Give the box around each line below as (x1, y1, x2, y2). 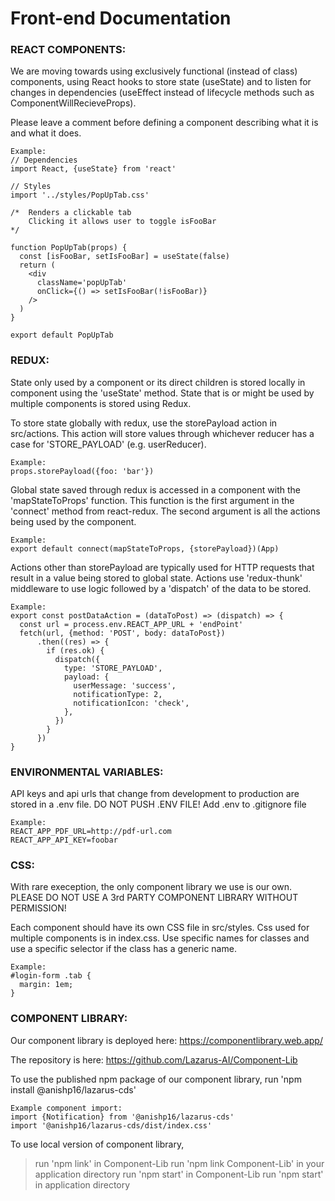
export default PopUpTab (10, 330, 114, 341)
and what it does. (10, 127, 82, 139)
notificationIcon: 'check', (73, 698, 190, 708)
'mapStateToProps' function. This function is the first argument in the (10, 494, 295, 506)
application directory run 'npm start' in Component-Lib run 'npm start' (34, 1168, 324, 1180)
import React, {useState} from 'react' (10, 164, 177, 174)
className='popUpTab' (36, 278, 128, 288)
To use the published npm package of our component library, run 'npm (10, 1073, 302, 1085)
